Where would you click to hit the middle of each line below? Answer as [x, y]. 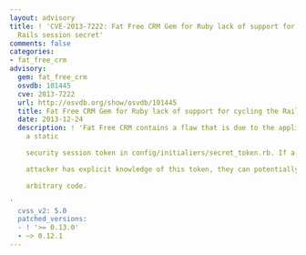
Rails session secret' [61, 35]
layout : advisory [42, 18]
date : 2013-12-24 [51, 119]
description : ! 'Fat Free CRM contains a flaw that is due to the [146, 128]
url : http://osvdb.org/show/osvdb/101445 [97, 102]
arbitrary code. [57, 186]
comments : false [40, 43]
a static [42, 137]
